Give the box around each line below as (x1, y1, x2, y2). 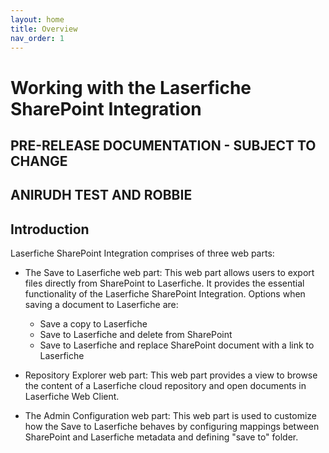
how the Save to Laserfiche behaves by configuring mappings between (24, 421, 320, 433)
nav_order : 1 (10, 33, 65, 43)
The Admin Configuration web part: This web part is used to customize (24, 410, 317, 422)
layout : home (10, 14, 65, 25)
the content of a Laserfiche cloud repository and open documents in (24, 380, 307, 392)
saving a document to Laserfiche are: (24, 299, 179, 311)
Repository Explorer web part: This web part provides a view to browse (24, 369, 318, 381)
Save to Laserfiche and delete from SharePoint (39, 329, 233, 341)
